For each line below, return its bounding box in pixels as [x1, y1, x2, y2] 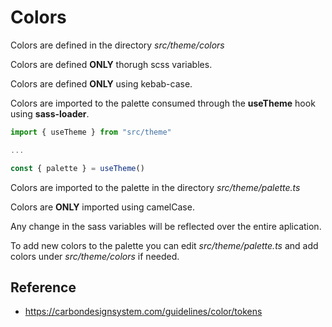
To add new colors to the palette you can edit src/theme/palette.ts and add [10, 239, 319, 251]
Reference [10, 279, 77, 296]
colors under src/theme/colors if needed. [10, 250, 180, 262]
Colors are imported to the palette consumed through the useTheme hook [10, 97, 316, 109]
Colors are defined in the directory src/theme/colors [10, 39, 225, 51]
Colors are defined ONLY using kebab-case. [10, 77, 193, 90]
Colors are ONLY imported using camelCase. [10, 201, 195, 213]
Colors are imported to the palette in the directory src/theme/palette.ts [10, 181, 301, 193]
